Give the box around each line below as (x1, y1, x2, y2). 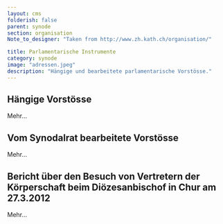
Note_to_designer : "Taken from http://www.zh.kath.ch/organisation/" (7, 36, 213, 43)
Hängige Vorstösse (7, 94, 92, 105)
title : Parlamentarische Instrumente (7, 49, 116, 55)
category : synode (7, 55, 57, 62)
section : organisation (7, 29, 73, 37)
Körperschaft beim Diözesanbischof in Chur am (7, 181, 217, 193)
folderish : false (7, 17, 57, 24)
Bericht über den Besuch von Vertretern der (7, 171, 200, 182)
